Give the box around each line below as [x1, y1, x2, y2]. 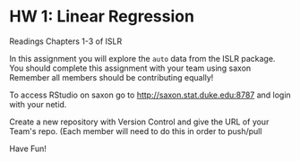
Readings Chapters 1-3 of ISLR [9, 36, 123, 47]
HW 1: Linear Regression [9, 6, 195, 27]
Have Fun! [9, 143, 47, 154]
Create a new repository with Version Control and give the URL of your [9, 116, 270, 127]
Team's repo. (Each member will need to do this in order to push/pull [9, 125, 262, 136]
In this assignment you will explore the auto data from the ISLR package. [9, 53, 276, 64]
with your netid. [9, 98, 67, 109]
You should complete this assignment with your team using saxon [9, 63, 252, 73]
